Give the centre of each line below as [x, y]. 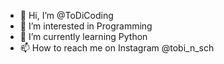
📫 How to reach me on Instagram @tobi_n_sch [117, 48]
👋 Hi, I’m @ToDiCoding [66, 15]
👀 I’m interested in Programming [86, 26]
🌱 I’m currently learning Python [83, 36]
